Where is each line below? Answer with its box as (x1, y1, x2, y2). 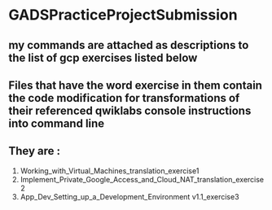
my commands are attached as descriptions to (8, 38, 249, 52)
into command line (8, 116, 105, 130)
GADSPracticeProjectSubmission (8, 6, 238, 24)
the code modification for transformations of (8, 91, 240, 105)
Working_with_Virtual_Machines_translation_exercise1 (20, 165, 200, 176)
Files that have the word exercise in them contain (8, 78, 263, 92)
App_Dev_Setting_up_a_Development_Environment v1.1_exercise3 (20, 191, 239, 201)
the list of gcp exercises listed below (8, 50, 198, 64)
